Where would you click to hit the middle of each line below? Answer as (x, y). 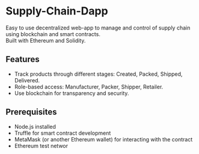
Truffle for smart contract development (63, 133)
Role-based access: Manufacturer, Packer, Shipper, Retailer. (89, 87)
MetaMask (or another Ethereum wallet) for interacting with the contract (103, 139)
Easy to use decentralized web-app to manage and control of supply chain (98, 28)
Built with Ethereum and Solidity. (46, 40)
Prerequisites (31, 112)
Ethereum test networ (41, 146)
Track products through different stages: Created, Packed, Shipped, (98, 74)
